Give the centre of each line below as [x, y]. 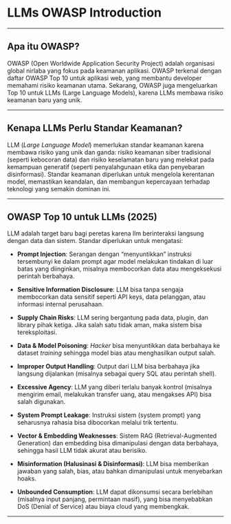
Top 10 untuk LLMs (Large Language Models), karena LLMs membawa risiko [115, 93]
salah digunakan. [41, 402]
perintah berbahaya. [46, 276]
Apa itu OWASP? [44, 47]
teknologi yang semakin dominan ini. [59, 188]
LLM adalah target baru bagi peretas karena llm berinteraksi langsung [106, 233]
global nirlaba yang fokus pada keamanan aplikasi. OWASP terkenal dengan [114, 70]
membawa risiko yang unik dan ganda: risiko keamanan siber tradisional [109, 152]
